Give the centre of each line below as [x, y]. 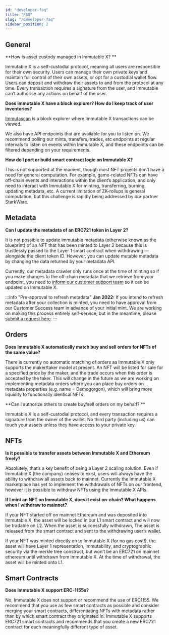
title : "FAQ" [19, 15]
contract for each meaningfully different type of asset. [62, 627]
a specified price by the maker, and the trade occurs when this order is [79, 372]
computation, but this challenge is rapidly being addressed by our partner [82, 197]
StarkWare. [17, 202]
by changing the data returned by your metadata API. [61, 261]
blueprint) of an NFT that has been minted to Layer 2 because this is [76, 245]
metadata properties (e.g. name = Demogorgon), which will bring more [79, 389]
